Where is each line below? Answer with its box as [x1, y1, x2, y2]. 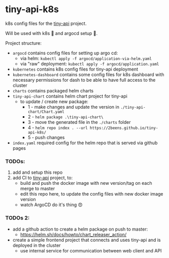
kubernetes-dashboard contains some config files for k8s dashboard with [12, 71, 164, 77]
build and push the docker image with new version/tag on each [20, 180, 152, 186]
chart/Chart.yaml [27, 109, 64, 114]
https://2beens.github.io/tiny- [89, 125, 158, 131]
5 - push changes [27, 134, 65, 140]
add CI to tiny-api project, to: [12, 175, 73, 181]
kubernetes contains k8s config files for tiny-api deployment [12, 66, 139, 72]
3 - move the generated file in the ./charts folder [27, 119, 131, 125]
